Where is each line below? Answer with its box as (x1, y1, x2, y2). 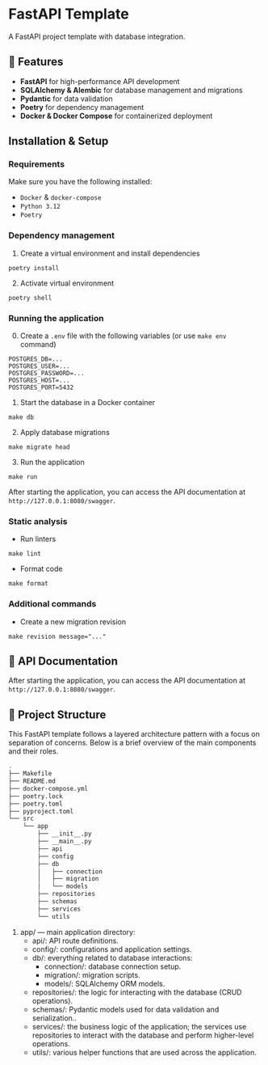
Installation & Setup (8, 134, 109, 148)
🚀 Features (8, 55, 64, 69)
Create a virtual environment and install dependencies (19, 248, 200, 258)
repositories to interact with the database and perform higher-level (31, 1030, 254, 1040)
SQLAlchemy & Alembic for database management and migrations (19, 85, 244, 95)
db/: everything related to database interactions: (31, 953, 193, 962)
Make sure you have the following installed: (8, 177, 153, 187)
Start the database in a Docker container (19, 398, 156, 408)
